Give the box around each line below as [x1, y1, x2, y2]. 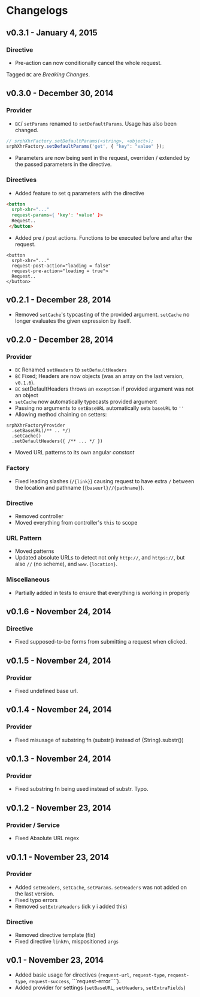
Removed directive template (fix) [14, 931, 96, 939]
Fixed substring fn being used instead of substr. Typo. [14, 785, 149, 793]
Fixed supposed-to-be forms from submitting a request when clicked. [14, 638, 187, 645]
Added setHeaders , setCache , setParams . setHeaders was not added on [14, 883, 187, 891]
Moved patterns [14, 547, 54, 555]
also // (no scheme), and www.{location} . [14, 560, 118, 568]
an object [14, 392, 38, 399]
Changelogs [6, 4, 68, 17]
